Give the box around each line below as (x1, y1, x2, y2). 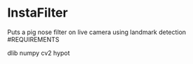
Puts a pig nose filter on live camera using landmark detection (7, 28, 187, 36)
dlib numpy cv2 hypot (7, 49, 70, 57)
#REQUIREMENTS (7, 35, 60, 43)
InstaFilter (7, 5, 68, 21)
